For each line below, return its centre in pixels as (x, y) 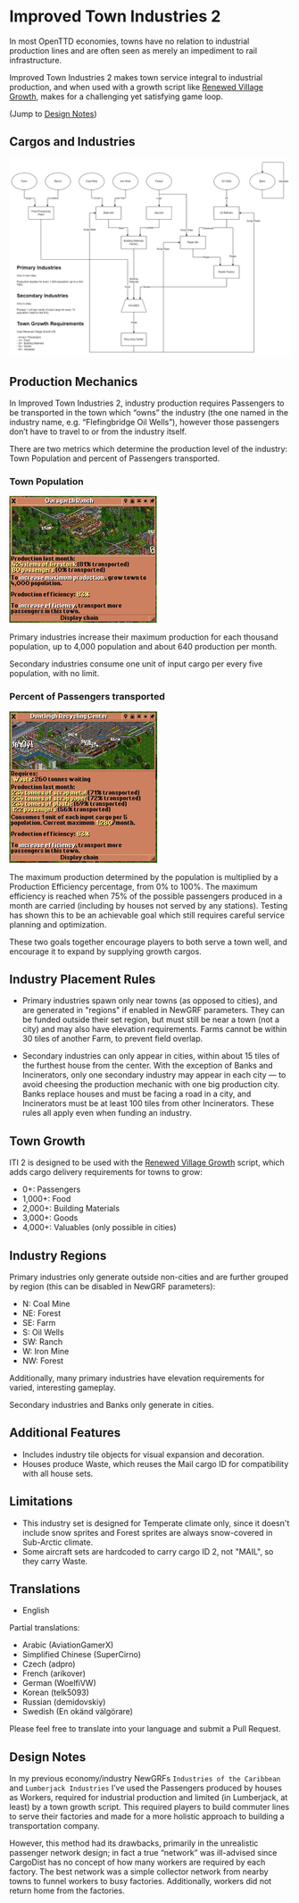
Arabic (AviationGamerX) (68, 1645)
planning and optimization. (58, 924)
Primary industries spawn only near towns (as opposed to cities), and (150, 1001)
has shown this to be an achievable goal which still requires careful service (147, 915)
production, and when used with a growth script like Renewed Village (137, 87)
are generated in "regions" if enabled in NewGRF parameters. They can (154, 1010)
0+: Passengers (51, 1189)
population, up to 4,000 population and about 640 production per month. (143, 647)
